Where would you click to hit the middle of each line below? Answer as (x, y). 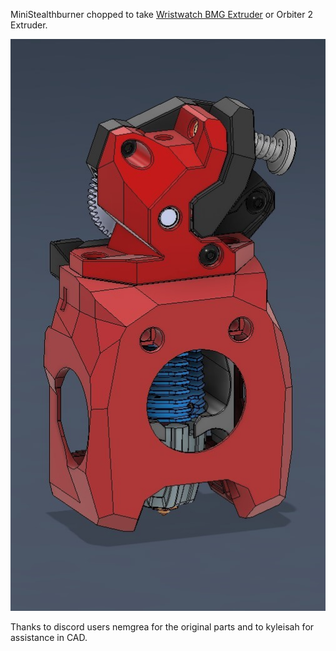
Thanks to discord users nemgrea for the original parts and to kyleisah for (162, 627)
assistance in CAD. (49, 638)
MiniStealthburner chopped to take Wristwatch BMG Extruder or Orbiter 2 (161, 14)
